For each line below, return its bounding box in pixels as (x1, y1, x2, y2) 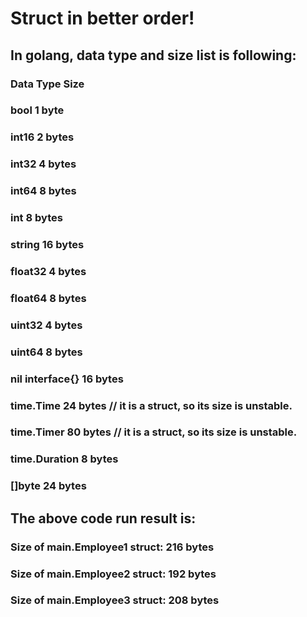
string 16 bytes (10, 238, 85, 252)
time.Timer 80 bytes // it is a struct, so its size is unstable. (10, 425, 298, 439)
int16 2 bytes (10, 130, 75, 144)
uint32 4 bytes (10, 318, 83, 332)
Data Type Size (10, 77, 85, 91)
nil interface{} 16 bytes (10, 372, 124, 386)
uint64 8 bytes (10, 345, 83, 359)
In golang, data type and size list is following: (10, 47, 297, 64)
